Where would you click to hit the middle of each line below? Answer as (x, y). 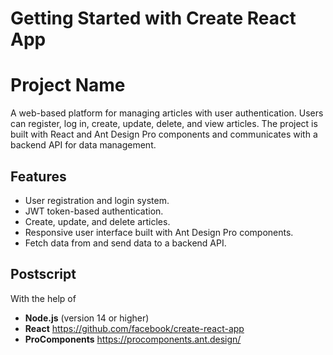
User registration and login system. (97, 200)
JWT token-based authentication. (94, 211)
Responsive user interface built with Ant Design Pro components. (159, 232)
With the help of (43, 298)
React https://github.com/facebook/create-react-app (134, 328)
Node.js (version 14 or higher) (87, 318)
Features (38, 176)
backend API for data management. (83, 145)
